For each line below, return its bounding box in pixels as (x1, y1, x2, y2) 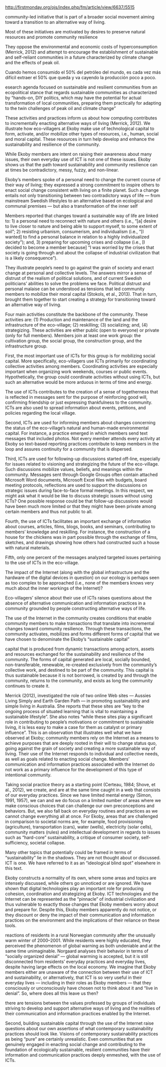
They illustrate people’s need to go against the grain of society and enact (5, 265, 154, 270)
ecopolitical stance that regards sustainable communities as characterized (5, 90, 157, 95)
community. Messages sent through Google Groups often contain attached (5, 472, 158, 477)
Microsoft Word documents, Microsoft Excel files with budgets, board (5, 477, 147, 482)
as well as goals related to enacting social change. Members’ (5, 756, 130, 762)
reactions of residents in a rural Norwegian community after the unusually (5, 932, 156, 938)
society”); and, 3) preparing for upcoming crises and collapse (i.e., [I (5, 239, 145, 245)
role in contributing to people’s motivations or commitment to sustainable (5, 719, 154, 725)
